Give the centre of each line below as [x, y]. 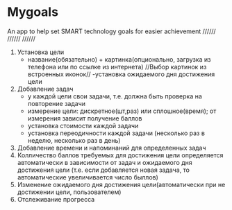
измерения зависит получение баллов [85, 118]
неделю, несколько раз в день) [74, 140]
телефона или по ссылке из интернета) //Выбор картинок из [117, 67]
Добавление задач [45, 89]
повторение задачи [56, 103]
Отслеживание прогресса [56, 199]
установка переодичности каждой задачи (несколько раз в [116, 133]
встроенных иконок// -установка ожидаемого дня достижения [121, 74]
